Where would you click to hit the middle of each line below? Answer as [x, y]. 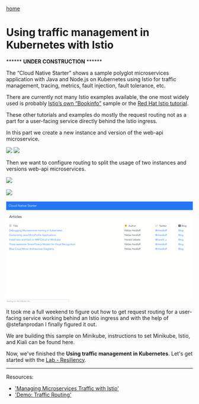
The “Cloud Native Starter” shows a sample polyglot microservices [88, 73]
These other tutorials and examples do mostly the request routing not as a [96, 114]
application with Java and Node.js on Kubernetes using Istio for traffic [91, 79]
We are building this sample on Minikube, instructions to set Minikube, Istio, [98, 336]
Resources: [20, 377]
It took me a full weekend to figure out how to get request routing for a [92, 312]
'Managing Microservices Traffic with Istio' [67, 388]
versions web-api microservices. [46, 169]
